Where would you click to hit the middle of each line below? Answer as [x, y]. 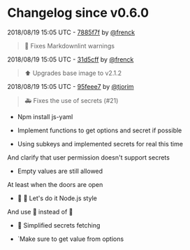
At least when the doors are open [55, 184]
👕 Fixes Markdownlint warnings [70, 46]
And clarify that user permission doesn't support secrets [88, 157]
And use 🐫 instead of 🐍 [40, 211]
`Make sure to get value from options [71, 239]
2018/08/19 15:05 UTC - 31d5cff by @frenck [71, 59]
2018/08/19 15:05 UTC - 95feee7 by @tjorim [71, 86]
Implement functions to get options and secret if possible [100, 130]
